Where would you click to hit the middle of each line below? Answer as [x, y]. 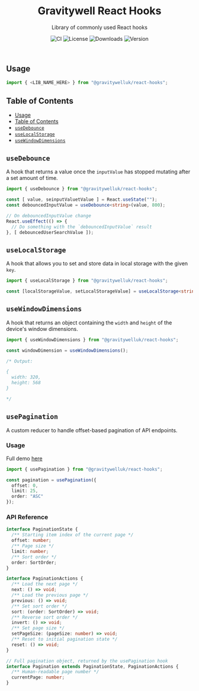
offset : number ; [31, 541]
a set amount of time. [32, 178]
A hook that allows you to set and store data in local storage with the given [97, 263]
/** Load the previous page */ [50, 595]
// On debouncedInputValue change [49, 216]
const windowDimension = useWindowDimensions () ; [67, 351]
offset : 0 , [25, 486]
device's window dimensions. [42, 329]
